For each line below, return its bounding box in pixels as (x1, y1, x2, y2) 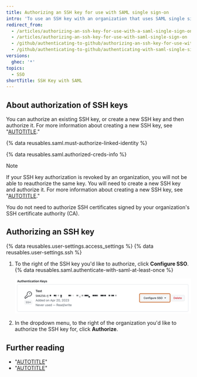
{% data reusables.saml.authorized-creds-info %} (6, 151, 127, 158)
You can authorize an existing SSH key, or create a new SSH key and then (6, 116, 184, 123)
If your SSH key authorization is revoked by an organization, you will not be (6, 174, 188, 181)
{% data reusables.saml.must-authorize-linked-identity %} (6, 140, 148, 147)
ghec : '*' (11, 59, 35, 65)
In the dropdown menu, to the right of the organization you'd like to (14, 319, 177, 326)
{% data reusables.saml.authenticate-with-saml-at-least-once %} (14, 266, 174, 273)
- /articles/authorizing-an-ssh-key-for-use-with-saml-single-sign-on (11, 34, 188, 41)
